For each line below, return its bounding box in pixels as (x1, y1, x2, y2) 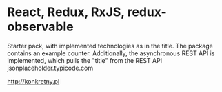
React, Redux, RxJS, (7, 4, 125, 20)
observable (7, 19, 74, 35)
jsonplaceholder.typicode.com (7, 64, 94, 72)
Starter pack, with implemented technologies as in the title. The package (7, 42, 214, 50)
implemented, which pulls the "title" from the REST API (7, 56, 163, 64)
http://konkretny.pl (7, 77, 60, 85)
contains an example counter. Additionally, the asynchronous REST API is (7, 49, 215, 57)
